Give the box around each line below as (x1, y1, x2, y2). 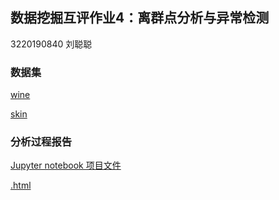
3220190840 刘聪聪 (10, 38, 93, 50)
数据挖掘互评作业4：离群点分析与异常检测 (10, 9, 270, 27)
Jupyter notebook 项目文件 (10, 159, 122, 172)
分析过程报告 (10, 135, 73, 149)
